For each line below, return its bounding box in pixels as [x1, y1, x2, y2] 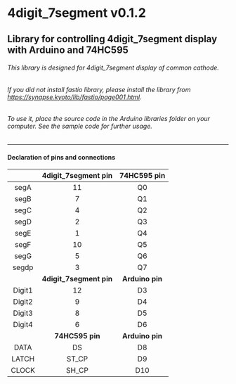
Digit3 [13, 308, 33, 318]
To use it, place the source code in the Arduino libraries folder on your [7, 115, 211, 123]
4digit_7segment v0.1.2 [7, 5, 146, 21]
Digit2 [13, 297, 33, 307]
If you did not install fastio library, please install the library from [7, 85, 191, 94]
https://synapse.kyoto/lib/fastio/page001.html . [7, 93, 142, 101]
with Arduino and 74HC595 [7, 44, 129, 56]
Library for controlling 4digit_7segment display [7, 33, 218, 45]
